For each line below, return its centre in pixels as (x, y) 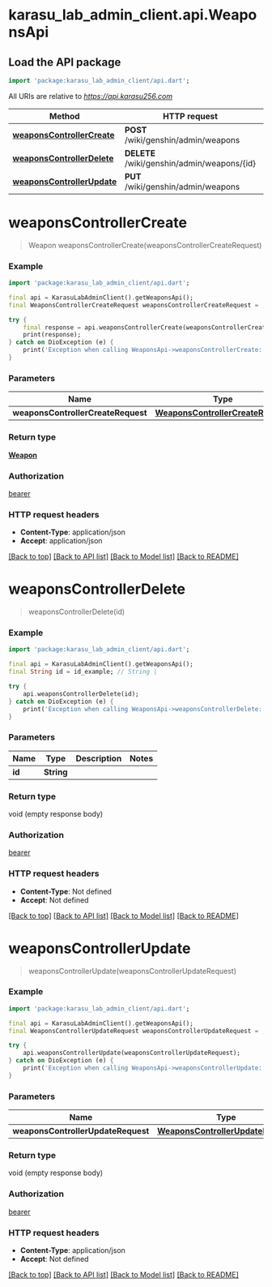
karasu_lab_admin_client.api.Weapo (133, 15)
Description (99, 758)
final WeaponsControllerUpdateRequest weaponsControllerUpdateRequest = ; (137, 1031)
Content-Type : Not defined (66, 891)
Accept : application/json (61, 541)
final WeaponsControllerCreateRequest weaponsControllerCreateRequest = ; (137, 305)
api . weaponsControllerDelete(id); (81, 694)
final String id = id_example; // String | (83, 672)
